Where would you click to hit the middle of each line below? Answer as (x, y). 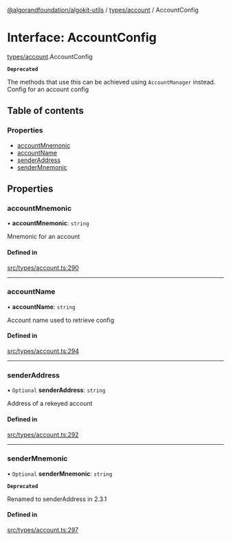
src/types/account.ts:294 (43, 351)
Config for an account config (48, 89)
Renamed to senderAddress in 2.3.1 (57, 499)
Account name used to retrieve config (61, 320)
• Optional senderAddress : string (56, 390)
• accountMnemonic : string (48, 223)
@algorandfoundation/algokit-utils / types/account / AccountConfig (103, 10)
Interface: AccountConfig (82, 38)
